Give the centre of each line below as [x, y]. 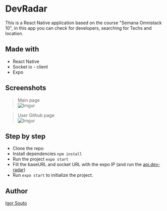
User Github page [36, 115]
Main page [29, 100]
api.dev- [152, 165]
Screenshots [26, 88]
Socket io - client [30, 66]
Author [16, 191]
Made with [22, 49]
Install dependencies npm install [47, 154]
